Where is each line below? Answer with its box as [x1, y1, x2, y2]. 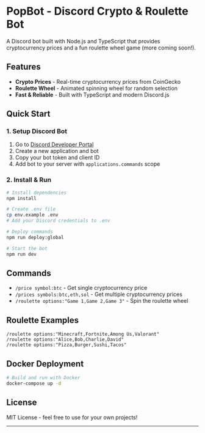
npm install [6, 195, 37, 201]
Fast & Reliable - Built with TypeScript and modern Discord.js [15, 91, 170, 98]
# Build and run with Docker [6, 375, 81, 381]
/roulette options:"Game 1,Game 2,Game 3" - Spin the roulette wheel [15, 297, 189, 305]
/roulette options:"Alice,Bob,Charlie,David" [6, 336, 124, 343]
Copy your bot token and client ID [15, 154, 100, 161]
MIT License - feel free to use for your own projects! [6, 413, 138, 421]
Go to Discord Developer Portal [15, 141, 94, 148]
